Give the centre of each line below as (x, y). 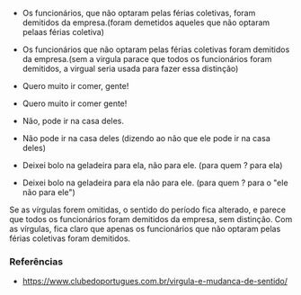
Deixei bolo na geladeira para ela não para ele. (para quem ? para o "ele (155, 183)
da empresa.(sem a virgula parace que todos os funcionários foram (147, 59)
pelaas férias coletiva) (63, 32)
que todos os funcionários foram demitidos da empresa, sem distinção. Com (151, 219)
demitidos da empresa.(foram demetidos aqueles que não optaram (146, 22)
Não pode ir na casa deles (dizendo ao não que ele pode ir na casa (146, 138)
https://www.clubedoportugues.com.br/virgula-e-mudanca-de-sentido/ (155, 282)
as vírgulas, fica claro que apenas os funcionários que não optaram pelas (145, 229)
